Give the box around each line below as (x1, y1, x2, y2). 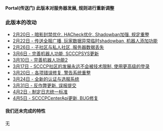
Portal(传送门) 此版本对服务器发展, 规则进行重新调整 (5, 5, 115, 11)
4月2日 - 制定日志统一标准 (12, 89, 68, 95)
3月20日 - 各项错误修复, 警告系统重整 (12, 70, 91, 76)
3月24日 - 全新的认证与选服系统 (12, 76, 80, 82)
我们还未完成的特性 (5, 108, 46, 114)
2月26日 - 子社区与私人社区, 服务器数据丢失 (12, 44, 104, 50)
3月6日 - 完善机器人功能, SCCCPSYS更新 (12, 50, 99, 57)
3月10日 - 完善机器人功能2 (12, 57, 68, 63)
